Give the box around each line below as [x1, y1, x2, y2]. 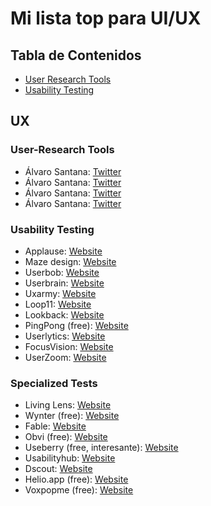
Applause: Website [24, 245, 103, 257]
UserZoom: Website [24, 351, 107, 363]
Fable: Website [24, 420, 87, 432]
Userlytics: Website [24, 330, 106, 342]
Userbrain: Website [24, 277, 105, 289]
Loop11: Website [24, 298, 92, 310]
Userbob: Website [24, 266, 100, 278]
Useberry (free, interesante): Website [24, 442, 179, 454]
